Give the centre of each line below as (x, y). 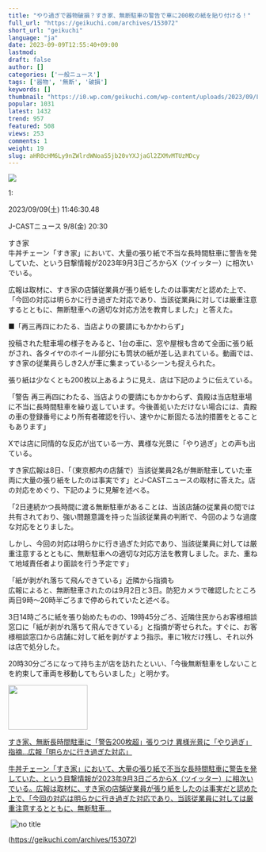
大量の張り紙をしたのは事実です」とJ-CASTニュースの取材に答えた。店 (139, 480)
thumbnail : (26, 97)
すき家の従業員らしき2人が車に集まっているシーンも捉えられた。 (114, 363)
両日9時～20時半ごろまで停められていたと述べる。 (91, 601)
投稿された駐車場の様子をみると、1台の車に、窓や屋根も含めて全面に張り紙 (131, 343)
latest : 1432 (30, 112)
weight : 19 (26, 148)
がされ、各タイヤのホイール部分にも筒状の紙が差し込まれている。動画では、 (133, 353)
